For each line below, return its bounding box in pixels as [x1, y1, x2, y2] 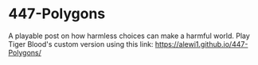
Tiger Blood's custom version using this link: [8, 39, 154, 48]
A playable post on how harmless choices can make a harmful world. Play [8, 31, 251, 40]
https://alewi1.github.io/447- [154, 39, 248, 48]
